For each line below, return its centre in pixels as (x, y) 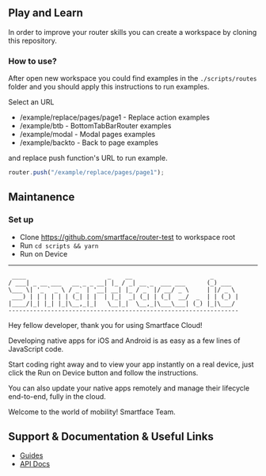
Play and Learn (46, 13)
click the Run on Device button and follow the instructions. (103, 372)
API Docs (34, 464)
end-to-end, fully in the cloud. (57, 396)
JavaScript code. (36, 348)
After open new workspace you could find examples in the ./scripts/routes (133, 78)
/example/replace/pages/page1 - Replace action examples (114, 117)
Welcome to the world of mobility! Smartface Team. (92, 412)
